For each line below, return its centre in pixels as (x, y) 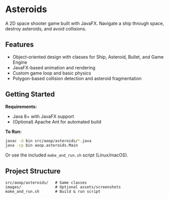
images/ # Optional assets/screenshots (63, 187)
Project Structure (33, 171)
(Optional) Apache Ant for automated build (57, 122)
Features (19, 45)
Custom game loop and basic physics (52, 73)
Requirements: (21, 106)
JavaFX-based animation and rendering (54, 67)
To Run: (13, 131)
